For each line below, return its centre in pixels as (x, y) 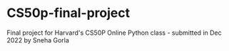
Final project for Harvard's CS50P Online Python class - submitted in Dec (114, 33)
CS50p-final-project (68, 13)
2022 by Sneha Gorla (38, 40)
